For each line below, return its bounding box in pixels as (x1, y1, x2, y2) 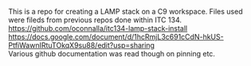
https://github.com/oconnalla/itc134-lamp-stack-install (8, 24, 188, 33)
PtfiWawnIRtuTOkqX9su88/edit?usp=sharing (8, 41, 155, 50)
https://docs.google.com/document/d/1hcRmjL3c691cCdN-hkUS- (8, 32, 225, 41)
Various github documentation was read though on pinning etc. (8, 49, 215, 58)
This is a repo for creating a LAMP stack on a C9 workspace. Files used (8, 7, 243, 16)
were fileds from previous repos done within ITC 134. (8, 15, 182, 25)
